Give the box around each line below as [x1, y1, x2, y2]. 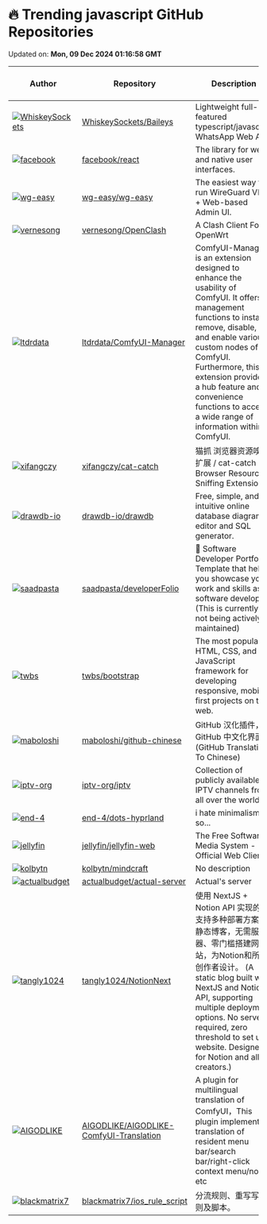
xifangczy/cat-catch [82, 461, 159, 472]
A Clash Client [195, 219, 248, 230]
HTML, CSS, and [195, 645, 257, 656]
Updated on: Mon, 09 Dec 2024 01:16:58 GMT [8, 49, 162, 59]
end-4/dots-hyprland [82, 812, 164, 823]
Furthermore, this [195, 361, 260, 373]
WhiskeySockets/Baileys [82, 116, 173, 127]
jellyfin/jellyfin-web [82, 840, 156, 851]
